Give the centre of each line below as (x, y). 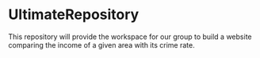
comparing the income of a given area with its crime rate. (102, 44)
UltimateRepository (74, 15)
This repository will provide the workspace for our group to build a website (130, 37)
